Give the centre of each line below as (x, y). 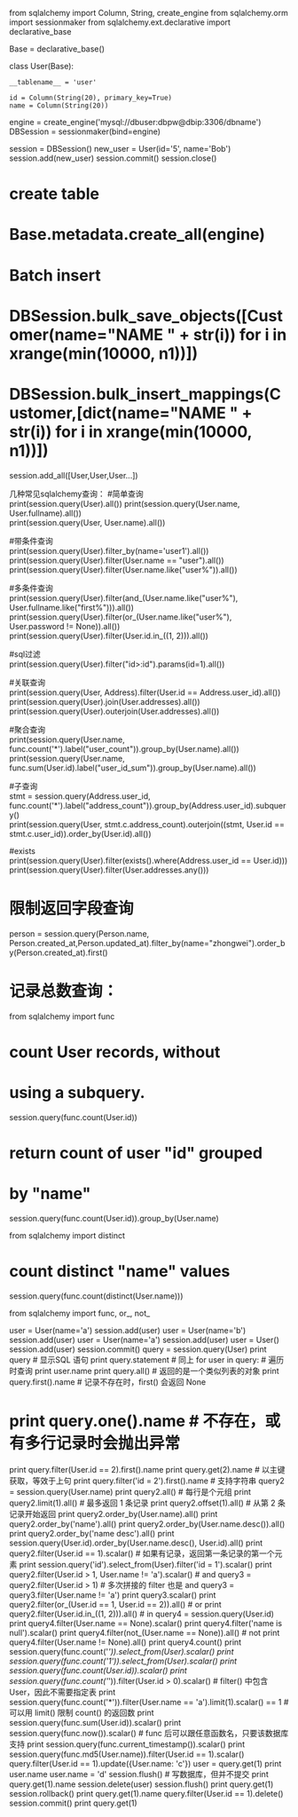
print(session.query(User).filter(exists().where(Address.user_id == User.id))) (149, 860)
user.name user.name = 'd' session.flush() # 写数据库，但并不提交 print (139, 1774)
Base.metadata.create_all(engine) (137, 235)
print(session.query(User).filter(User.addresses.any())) (109, 870)
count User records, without (115, 1052)
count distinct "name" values (120, 1271)
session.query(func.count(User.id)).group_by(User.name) (114, 1218)
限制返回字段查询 (72, 908)
